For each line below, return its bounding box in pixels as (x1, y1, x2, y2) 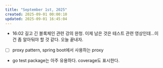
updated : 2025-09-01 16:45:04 (5, 16, 68, 21)
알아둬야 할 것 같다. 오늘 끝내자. (23, 36, 83, 42)
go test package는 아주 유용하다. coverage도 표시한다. (12, 58, 120, 64)
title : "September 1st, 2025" (5, 7, 68, 12)
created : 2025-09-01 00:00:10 (5, 12, 68, 17)
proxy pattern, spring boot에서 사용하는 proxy (12, 47, 104, 53)
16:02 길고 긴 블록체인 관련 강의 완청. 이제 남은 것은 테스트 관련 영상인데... (12, 31, 155, 36)
